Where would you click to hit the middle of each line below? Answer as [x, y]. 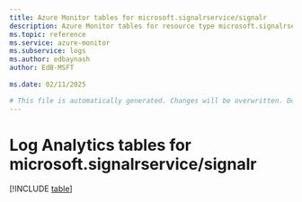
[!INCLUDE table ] [41, 189]
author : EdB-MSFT [42, 68]
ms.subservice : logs [48, 51]
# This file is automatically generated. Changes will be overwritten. [146, 101]
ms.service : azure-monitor [60, 43]
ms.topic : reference [48, 34]
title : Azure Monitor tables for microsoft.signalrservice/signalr [138, 18]
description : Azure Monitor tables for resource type [112, 26]
